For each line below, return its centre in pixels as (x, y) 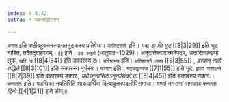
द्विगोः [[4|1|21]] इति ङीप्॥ (37, 91)
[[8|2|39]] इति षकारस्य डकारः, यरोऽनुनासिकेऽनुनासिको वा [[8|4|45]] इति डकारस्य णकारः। (111, 75)
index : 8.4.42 (27, 13)
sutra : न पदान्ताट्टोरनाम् (33, 20)
